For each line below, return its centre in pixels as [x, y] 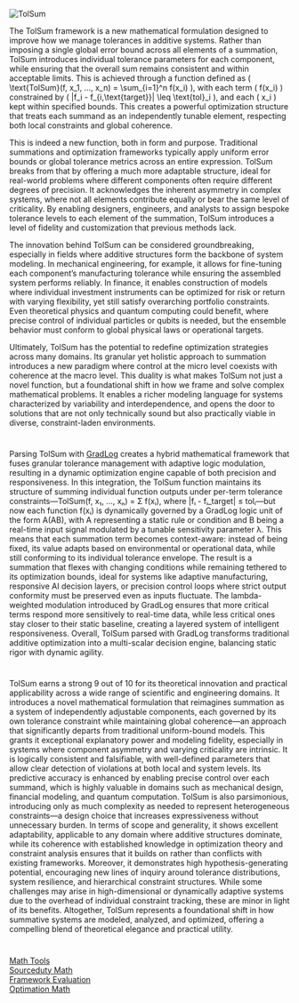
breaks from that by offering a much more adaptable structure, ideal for [140, 171]
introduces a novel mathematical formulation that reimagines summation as [147, 702]
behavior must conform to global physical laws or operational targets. [137, 330]
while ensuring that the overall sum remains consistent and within [129, 68]
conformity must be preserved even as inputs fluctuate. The [119, 596]
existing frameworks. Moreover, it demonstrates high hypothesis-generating [149, 863]
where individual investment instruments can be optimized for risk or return [147, 292]
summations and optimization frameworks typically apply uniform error [139, 152]
